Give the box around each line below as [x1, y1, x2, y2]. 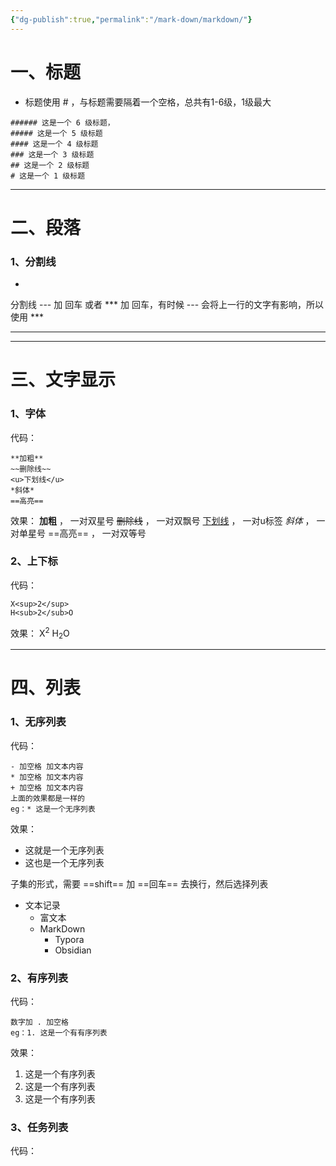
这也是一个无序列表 [24, 856, 105, 868]
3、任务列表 [10, 1120, 69, 1134]
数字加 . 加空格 [10, 1017, 69, 1028]
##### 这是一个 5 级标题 [10, 128, 103, 138]
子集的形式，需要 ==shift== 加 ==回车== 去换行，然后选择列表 [10, 877, 269, 890]
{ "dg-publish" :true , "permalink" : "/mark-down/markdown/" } [10, 14, 253, 25]
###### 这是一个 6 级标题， [10, 117, 115, 128]
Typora [54, 933, 85, 945]
